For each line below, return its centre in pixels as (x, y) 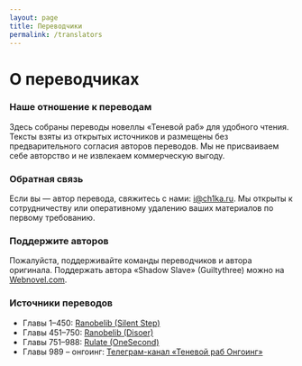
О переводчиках (74, 79)
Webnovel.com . (38, 279)
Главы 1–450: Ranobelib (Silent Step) (91, 323)
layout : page (34, 18)
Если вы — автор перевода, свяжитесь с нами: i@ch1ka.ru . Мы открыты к (151, 198)
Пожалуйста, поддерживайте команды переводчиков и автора (131, 261)
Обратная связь (46, 178)
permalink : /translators (56, 34)
